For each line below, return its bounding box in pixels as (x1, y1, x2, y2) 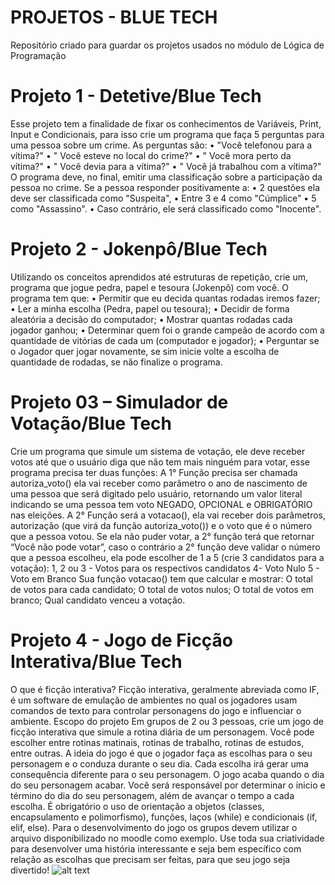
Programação (10, 49, 67, 61)
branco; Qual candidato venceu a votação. (10, 594, 186, 606)
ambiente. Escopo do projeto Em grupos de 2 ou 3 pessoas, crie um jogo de (10, 715, 324, 727)
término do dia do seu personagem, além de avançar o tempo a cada (10, 789, 295, 801)
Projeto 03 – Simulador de (10, 391, 229, 413)
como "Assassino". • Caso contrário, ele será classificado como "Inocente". (10, 202, 322, 215)
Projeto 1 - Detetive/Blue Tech (10, 85, 262, 108)
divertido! (10, 864, 50, 876)
